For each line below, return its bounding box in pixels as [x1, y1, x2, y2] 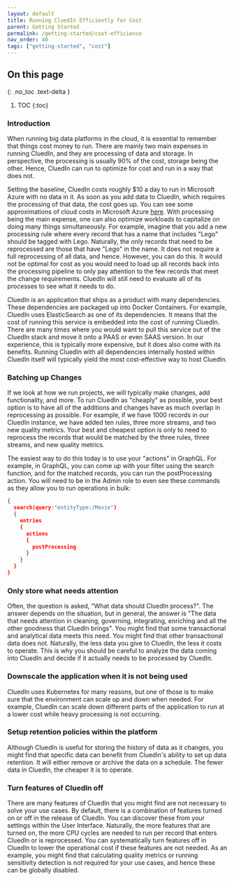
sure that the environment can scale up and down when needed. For [7, 695, 204, 703]
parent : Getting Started [7, 23, 80, 30]
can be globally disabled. [7, 866, 80, 875]
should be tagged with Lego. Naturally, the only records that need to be [7, 238, 213, 246]
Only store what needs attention [7, 586, 119, 596]
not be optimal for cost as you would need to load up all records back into [7, 260, 219, 268]
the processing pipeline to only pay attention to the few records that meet [7, 267, 219, 275]
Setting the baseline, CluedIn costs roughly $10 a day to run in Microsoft [7, 185, 215, 193]
